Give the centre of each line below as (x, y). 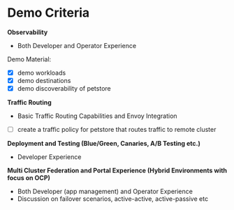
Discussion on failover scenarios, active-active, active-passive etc (112, 199)
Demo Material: (29, 59)
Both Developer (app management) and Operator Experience (105, 192)
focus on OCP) (29, 178)
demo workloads (42, 73)
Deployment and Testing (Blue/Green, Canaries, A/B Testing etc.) (104, 144)
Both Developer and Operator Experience (77, 45)
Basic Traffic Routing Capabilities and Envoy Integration (97, 116)
